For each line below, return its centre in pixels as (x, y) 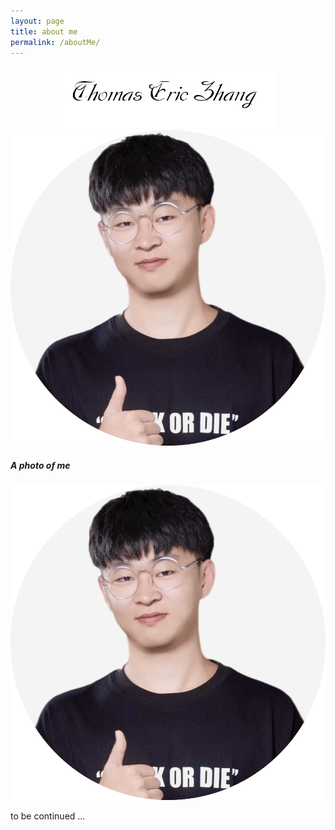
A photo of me (40, 465)
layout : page (37, 21)
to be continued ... (48, 816)
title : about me (44, 31)
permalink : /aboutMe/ (55, 42)
